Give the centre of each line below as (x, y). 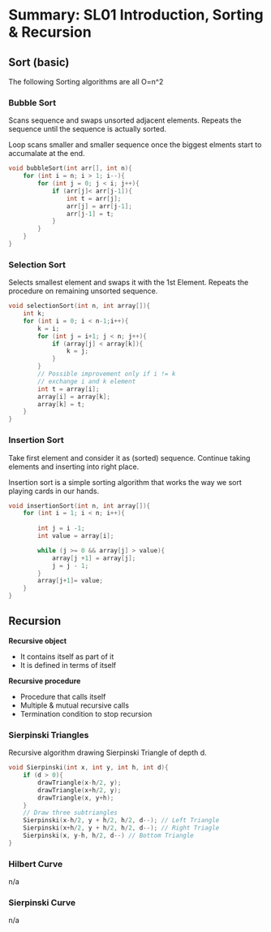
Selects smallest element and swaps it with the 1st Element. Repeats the (129, 283)
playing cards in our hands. (54, 491)
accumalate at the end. (47, 154)
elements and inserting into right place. (74, 466)
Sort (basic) (39, 62)
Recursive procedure (45, 681)
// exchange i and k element (87, 381)
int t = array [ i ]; (69, 389)
